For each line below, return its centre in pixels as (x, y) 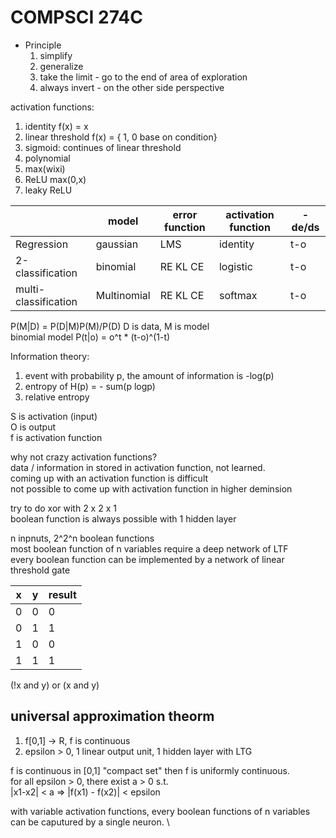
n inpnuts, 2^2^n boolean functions (82, 538)
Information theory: (50, 356)
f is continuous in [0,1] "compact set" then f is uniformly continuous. (150, 770)
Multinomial (123, 295)
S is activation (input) (54, 416)
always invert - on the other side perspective (132, 87)
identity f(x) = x (56, 126)
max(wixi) (45, 168)
